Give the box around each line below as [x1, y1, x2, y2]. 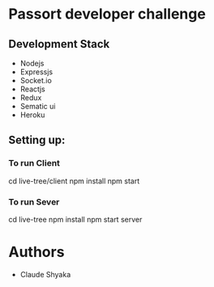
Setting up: [8, 133, 66, 147]
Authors [8, 243, 65, 261]
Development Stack [8, 37, 110, 51]
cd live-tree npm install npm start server [8, 214, 143, 224]
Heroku [19, 110, 45, 120]
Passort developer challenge [8, 5, 207, 23]
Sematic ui [19, 102, 56, 111]
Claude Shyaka [19, 269, 71, 279]
